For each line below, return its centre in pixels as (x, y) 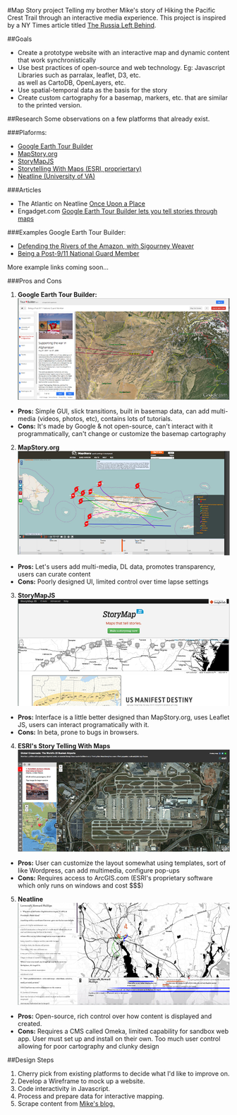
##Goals (20, 39)
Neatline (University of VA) (56, 176)
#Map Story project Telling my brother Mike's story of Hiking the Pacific (111, 10)
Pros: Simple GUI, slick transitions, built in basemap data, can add (113, 411)
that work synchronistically (57, 60)
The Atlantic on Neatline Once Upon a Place (81, 203)
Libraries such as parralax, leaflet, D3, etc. (79, 75)
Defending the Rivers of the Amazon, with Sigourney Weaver (105, 246)
